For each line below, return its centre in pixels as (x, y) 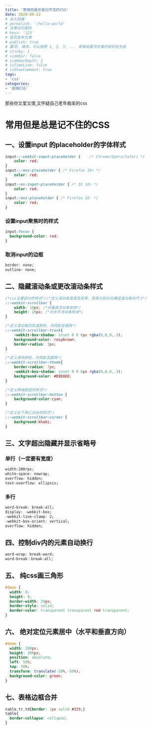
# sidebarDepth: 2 (24, 61)
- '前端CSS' (17, 88)
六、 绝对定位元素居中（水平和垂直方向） (68, 632)
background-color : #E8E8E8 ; (43, 376)
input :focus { (20, 232)
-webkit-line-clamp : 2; (30, 517)
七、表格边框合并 (31, 697)
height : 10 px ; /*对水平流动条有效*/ (49, 312)
